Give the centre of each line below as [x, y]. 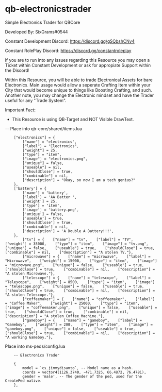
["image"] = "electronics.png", [55, 159]
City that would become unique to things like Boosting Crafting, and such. [79, 90]
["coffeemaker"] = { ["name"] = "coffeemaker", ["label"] [89, 299]
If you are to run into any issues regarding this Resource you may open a [78, 60]
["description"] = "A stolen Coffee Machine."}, [55, 316]
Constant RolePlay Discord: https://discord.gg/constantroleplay [68, 51]
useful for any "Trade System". [36, 100]
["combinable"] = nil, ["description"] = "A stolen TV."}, [69, 252]
